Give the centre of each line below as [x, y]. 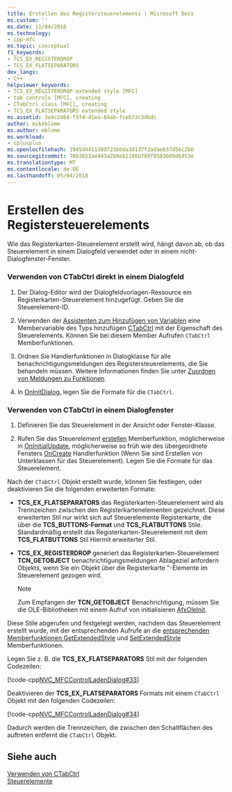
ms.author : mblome [34, 130]
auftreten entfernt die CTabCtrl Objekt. [62, 735]
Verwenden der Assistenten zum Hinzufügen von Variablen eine [109, 320]
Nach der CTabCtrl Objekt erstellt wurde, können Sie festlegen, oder [105, 482]
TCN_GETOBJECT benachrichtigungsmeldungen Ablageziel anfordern [118, 561]
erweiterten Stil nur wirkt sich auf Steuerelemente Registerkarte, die [114, 518]
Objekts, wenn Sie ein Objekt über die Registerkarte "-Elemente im [113, 568]
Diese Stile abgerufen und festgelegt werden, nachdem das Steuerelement [114, 623]
